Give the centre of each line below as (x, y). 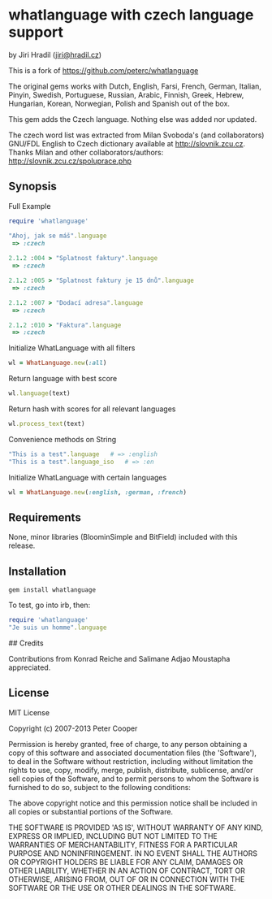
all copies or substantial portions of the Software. (91, 811)
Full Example (30, 206)
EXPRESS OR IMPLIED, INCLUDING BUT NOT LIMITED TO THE (113, 836)
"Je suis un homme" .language (58, 628)
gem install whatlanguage (52, 590)
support (36, 32)
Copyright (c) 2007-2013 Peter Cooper (73, 728)
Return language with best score (63, 379)
